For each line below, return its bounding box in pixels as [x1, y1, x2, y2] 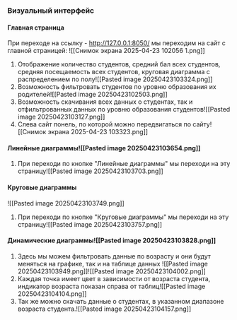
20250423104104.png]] [17, 289, 87, 298]
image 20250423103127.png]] [17, 112, 105, 122]
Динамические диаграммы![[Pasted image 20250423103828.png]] [7, 236, 216, 245]
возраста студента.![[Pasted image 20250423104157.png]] [17, 304, 192, 313]
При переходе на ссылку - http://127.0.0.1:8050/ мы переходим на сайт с [7, 39, 226, 47]
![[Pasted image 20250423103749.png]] [7, 198, 125, 207]
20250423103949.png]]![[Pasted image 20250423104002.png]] [17, 267, 207, 275]
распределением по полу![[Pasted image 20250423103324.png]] [17, 75, 213, 83]
